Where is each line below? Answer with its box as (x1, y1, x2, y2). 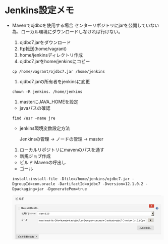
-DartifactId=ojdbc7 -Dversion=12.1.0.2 (57, 181, 144, 186)
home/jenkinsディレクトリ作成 (19, 52, 83, 58)
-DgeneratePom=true (46, 186, 87, 191)
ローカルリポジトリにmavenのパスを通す (19, 147, 104, 153)
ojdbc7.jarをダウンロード (19, 39, 71, 45)
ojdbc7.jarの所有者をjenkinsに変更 (19, 78, 90, 84)
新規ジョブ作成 (19, 153, 51, 159)
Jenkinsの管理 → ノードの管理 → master (19, 136, 104, 142)
